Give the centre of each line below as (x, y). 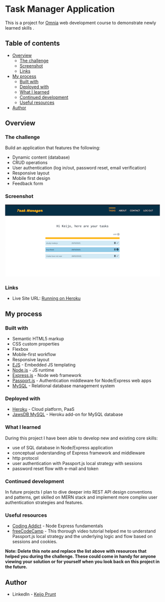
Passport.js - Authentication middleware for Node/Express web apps (82, 381)
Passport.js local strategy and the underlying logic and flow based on (82, 536)
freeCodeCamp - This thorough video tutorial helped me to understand (84, 531)
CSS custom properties (36, 344)
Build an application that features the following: (53, 148)
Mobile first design (31, 178)
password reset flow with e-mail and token (55, 468)
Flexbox (20, 349)
